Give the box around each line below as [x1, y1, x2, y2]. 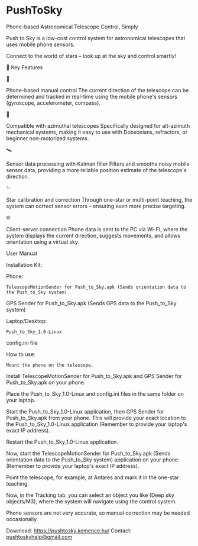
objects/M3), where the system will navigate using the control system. [6, 497, 177, 505]
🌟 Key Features [6, 63, 43, 71]
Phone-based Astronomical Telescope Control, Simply [6, 23, 138, 30]
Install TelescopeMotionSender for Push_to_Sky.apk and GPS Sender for [6, 372, 182, 379]
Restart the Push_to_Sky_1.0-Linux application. [6, 438, 119, 445]
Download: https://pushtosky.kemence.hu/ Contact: [6, 527, 132, 534]
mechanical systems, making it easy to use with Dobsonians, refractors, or [6, 128, 188, 135]
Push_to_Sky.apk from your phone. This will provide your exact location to [6, 414, 186, 421]
